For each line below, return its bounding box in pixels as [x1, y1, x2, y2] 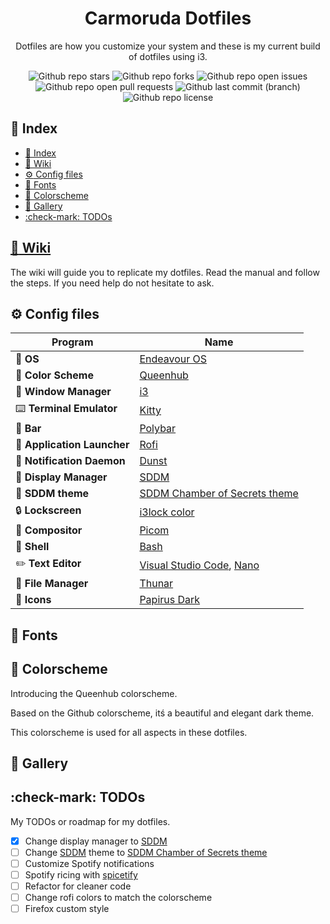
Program [51, 335, 94, 349]
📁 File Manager [15, 577, 89, 591]
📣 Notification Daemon [15, 454, 126, 468]
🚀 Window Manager [15, 385, 112, 399]
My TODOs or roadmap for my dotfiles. [10, 815, 171, 827]
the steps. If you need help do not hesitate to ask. [10, 277, 215, 289]
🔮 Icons [15, 593, 52, 607]
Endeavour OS [139, 352, 208, 366]
